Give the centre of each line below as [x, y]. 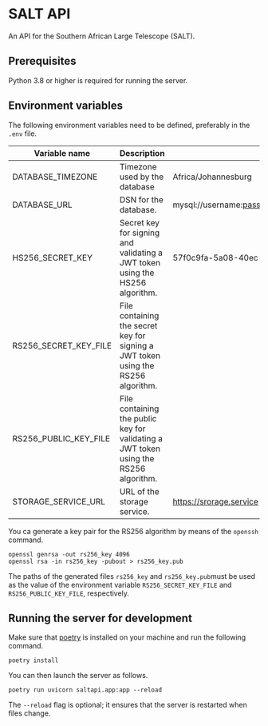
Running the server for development [100, 618]
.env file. [23, 134]
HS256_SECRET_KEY [53, 257]
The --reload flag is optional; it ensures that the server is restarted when [128, 705]
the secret [138, 325]
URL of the [139, 491]
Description [142, 153]
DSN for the [141, 199]
